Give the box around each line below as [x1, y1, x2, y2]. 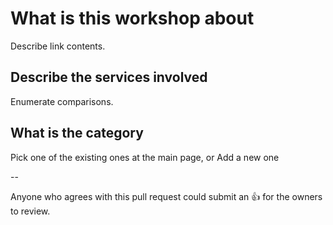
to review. [10, 205, 51, 217]
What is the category [10, 125, 144, 142]
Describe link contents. [10, 40, 106, 52]
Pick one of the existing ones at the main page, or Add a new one [10, 151, 280, 163]
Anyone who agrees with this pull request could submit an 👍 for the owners [10, 190, 323, 202]
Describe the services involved [10, 69, 208, 86]
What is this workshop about [10, 7, 255, 30]
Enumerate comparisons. [10, 95, 114, 107]
